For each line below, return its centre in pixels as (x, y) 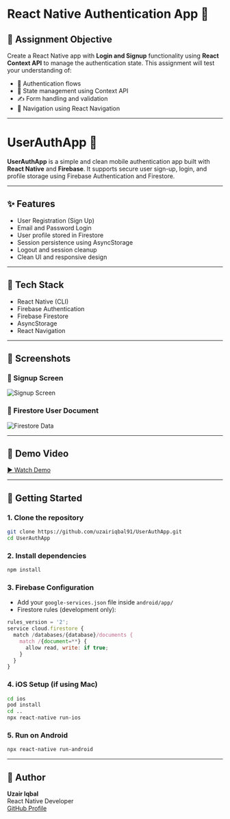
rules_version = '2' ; (38, 622)
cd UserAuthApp (29, 538)
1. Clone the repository (46, 517)
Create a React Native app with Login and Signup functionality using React (113, 56)
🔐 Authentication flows (49, 84)
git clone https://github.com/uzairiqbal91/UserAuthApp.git (95, 532)
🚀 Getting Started (45, 498)
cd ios (16, 698)
